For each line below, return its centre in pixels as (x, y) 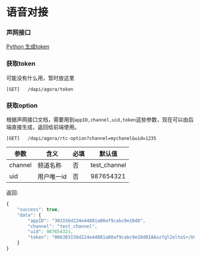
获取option (22, 105)
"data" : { (29, 215)
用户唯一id (52, 177)
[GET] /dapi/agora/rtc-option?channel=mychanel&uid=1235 (81, 138)
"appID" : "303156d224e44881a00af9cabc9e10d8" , (87, 220)
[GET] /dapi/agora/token (40, 89)
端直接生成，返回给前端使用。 (43, 127)
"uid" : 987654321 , (51, 232)
